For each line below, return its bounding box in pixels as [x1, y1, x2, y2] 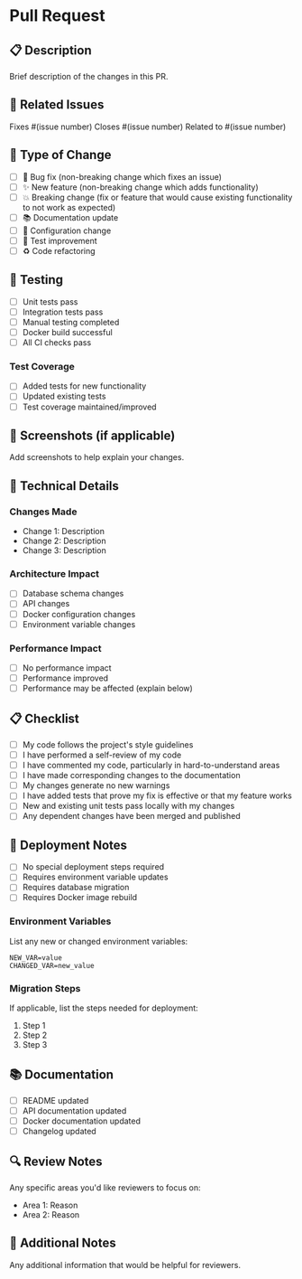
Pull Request [9, 5, 105, 26]
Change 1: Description [22, 526, 105, 537]
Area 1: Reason [22, 1199, 78, 1210]
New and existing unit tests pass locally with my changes [22, 801, 235, 812]
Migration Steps [9, 982, 81, 994]
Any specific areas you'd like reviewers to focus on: [9, 1181, 201, 1193]
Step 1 [22, 1020, 46, 1031]
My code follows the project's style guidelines [22, 738, 194, 750]
